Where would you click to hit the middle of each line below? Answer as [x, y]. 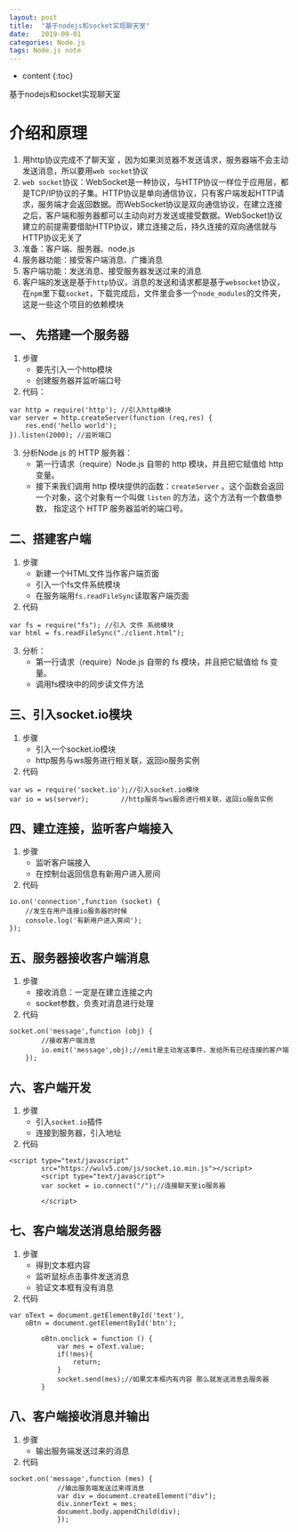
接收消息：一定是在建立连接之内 [94, 992]
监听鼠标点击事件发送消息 [82, 1276]
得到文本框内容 [63, 1265]
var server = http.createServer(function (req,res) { [111, 418]
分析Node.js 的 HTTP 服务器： [77, 452]
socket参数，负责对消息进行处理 [94, 1004]
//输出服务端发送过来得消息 [101, 1488]
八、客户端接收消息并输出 [79, 1417]
